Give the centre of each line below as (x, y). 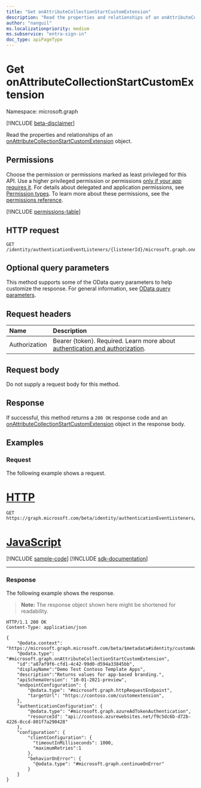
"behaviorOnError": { (55, 759)
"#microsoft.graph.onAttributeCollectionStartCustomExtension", (88, 659)
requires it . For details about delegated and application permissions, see (95, 187)
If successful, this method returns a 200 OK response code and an (87, 417)
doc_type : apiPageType (34, 40)
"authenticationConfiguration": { (60, 706)
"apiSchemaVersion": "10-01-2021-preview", (72, 680)
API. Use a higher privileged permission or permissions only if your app (94, 181)
